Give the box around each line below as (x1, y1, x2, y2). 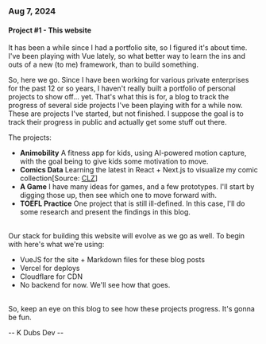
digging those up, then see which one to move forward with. (19, 191, 217, 200)
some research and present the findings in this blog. (19, 207, 191, 217)
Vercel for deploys (19, 264, 80, 273)
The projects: (8, 133, 52, 142)
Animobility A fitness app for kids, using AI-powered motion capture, (19, 149, 247, 158)
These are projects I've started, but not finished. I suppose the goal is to (8, 109, 244, 118)
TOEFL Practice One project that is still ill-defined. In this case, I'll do (19, 199, 245, 208)
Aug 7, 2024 (8, 6, 56, 17)
